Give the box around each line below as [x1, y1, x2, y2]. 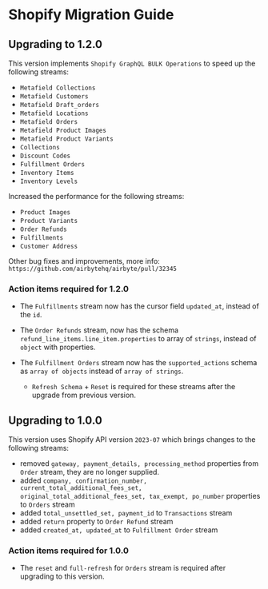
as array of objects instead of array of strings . [19, 366, 184, 376]
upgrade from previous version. [31, 390, 136, 400]
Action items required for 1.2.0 [8, 283, 130, 294]
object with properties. [19, 342, 96, 352]
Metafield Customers [19, 93, 89, 101]
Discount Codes [19, 152, 71, 160]
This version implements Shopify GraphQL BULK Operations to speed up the [8, 58, 256, 68]
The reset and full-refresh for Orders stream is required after [19, 563, 226, 573]
